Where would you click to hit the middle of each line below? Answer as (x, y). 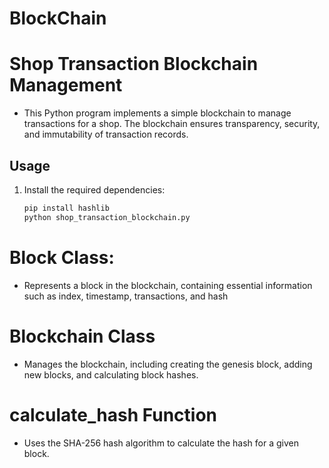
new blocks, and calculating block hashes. (111, 374)
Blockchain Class (82, 336)
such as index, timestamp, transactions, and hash (126, 296)
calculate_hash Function (113, 414)
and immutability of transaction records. (106, 134)
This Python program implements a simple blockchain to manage (157, 113)
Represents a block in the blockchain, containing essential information (168, 285)
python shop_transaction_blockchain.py (107, 217)
